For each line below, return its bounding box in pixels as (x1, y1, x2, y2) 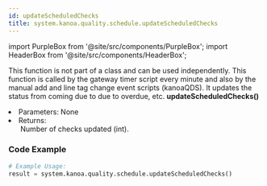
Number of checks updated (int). (19, 124, 129, 134)
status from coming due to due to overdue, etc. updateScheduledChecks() (8, 91, 260, 101)
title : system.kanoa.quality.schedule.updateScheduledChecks (8, 19, 219, 27)
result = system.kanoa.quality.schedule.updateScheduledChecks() (8, 170, 232, 178)
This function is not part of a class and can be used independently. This (8, 65, 247, 75)
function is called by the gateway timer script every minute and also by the (8, 74, 257, 84)
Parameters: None (19, 106, 79, 117)
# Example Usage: (8, 162, 67, 170)
